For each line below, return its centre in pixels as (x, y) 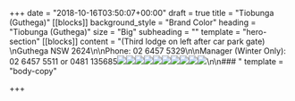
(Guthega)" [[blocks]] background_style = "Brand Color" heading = (133, 22)
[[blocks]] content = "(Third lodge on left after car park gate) (153, 41)
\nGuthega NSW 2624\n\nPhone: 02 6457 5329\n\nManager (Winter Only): (147, 51)
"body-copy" (33, 71)
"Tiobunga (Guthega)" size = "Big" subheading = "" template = (125, 32)
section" (25, 41)
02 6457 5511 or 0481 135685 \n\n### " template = (147, 61)
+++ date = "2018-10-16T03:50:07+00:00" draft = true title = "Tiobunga (142, 13)
